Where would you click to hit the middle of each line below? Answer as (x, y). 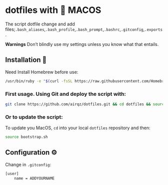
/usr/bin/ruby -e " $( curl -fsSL (39, 81)
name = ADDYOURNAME (34, 178)
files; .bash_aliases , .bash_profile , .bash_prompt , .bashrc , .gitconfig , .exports (84, 29)
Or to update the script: (34, 117)
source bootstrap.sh (27, 137)
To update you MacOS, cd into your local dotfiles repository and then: (78, 128)
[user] (12, 174)
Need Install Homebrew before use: (42, 72)
